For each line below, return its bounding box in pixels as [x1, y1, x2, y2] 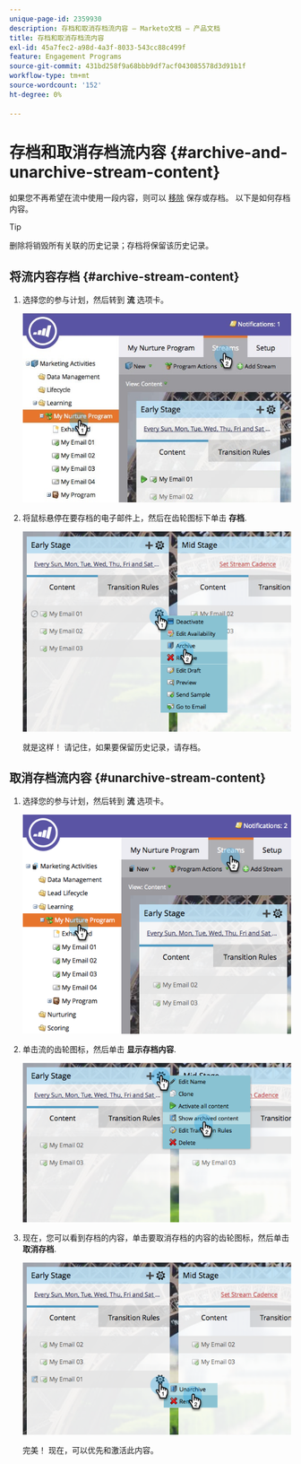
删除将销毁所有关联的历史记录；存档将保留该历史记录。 [9, 240, 213, 251]
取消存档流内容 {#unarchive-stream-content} [9, 771, 266, 785]
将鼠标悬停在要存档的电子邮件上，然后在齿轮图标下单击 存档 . [21, 512, 247, 523]
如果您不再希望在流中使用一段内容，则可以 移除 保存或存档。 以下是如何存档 [9, 193, 291, 204]
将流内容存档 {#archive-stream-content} [9, 269, 240, 284]
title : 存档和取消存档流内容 [9, 33, 105, 42]
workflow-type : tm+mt [9, 72, 90, 81]
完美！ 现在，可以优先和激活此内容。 [21, 1445, 159, 1456]
